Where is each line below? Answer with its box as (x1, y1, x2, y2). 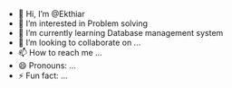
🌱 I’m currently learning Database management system (17, 28, 224, 38)
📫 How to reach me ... (17, 48, 102, 57)
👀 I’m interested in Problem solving (17, 18, 148, 29)
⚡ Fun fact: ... (17, 70, 68, 81)
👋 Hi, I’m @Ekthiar (17, 9, 86, 19)
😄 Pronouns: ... (17, 60, 77, 71)
